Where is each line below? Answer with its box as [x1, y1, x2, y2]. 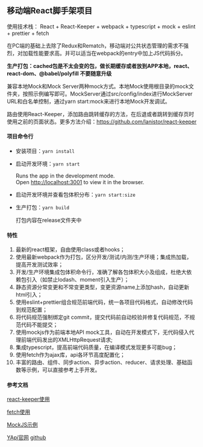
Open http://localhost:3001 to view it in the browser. [15, 179, 145, 186]
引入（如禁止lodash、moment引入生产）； [26, 276, 130, 283]
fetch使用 [7, 408, 31, 416]
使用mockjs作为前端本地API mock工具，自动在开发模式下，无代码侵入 [15, 328, 189, 336]
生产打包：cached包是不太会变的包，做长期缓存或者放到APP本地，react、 [7, 62, 193, 69]
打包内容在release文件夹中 [15, 217, 82, 224]
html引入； [15, 291, 43, 298]
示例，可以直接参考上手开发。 [26, 366, 101, 374]
